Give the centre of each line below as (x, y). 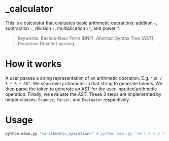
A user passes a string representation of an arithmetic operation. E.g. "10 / (84, 78)
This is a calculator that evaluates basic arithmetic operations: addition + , (81, 23)
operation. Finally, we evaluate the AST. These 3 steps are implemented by (83, 94)
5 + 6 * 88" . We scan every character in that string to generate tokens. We (84, 83)
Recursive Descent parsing (46, 43)
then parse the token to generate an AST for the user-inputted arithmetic (81, 89)
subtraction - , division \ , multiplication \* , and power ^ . (63, 28)
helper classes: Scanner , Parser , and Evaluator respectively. (68, 99)
